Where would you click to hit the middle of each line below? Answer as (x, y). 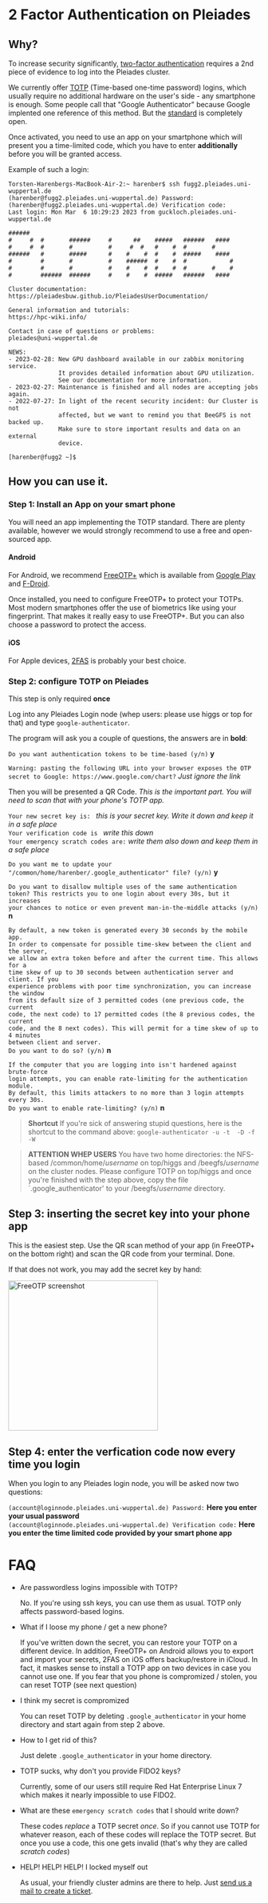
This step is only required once (59, 699)
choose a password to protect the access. (77, 624)
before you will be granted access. (65, 154)
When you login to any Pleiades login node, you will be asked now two (124, 1484)
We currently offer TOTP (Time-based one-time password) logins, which (128, 87)
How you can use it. (58, 482)
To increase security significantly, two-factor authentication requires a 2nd (131, 63)
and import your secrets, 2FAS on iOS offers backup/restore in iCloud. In (138, 1659)
